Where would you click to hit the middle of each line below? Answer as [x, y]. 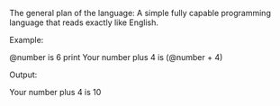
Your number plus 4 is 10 [55, 92]
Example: [27, 40]
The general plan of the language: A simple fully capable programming [140, 13]
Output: [23, 75]
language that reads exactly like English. [84, 22]
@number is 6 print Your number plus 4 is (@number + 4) [116, 57]
